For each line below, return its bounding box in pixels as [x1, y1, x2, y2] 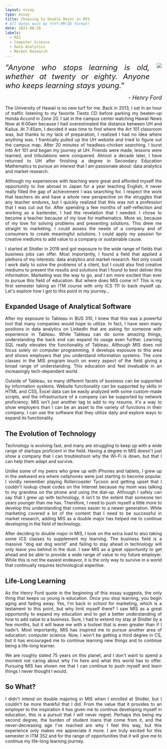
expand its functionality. [5, 415, 55, 421]
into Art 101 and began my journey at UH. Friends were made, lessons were [5, 147, 162, 153]
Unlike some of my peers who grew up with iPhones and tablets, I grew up [5, 468, 162, 474]
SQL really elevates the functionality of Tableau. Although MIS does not [5, 342, 162, 348]
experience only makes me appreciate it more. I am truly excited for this [5, 727, 162, 734]
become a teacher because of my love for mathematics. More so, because [5, 215, 162, 221]
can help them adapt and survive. [5, 459, 74, 465]
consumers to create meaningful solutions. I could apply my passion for [5, 231, 162, 237]
